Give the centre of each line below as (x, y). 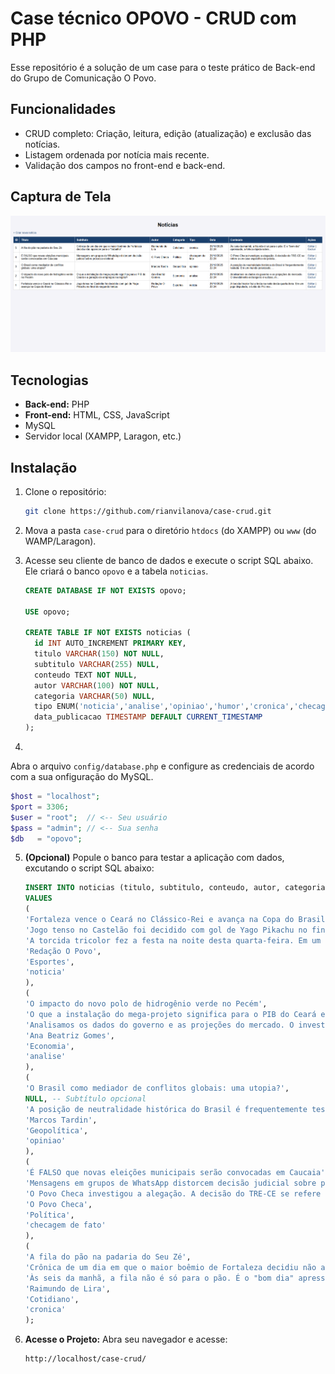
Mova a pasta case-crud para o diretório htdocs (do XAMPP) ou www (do (170, 530)
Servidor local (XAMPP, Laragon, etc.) (103, 436)
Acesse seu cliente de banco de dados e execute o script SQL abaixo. (169, 560)
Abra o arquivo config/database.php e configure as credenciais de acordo (162, 766)
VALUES (38, 898)
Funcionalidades (63, 109)
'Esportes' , (49, 962)
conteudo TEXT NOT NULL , (86, 675)
